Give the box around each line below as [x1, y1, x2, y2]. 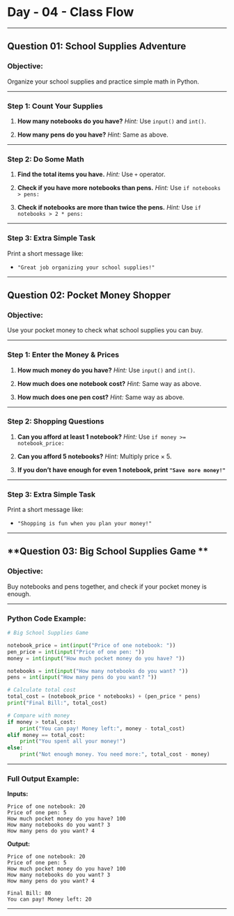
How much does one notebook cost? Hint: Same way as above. [17, 379, 202, 387]
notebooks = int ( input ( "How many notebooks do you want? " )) [7, 667, 189, 674]
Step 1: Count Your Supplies [7, 101, 103, 111]
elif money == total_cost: [7, 731, 86, 738]
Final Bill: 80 [7, 890, 52, 897]
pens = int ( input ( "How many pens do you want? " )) [7, 674, 157, 681]
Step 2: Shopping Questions [7, 417, 104, 426]
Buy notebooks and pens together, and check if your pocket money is [7, 582, 207, 591]
